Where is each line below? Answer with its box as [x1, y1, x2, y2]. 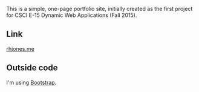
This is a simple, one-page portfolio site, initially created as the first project [6, 5, 193, 12]
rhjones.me [6, 45, 34, 52]
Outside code [6, 63, 58, 73]
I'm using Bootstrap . [6, 79, 57, 86]
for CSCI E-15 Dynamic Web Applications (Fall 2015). [6, 11, 137, 19]
